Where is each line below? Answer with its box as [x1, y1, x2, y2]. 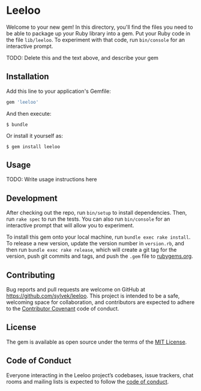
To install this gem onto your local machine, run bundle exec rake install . [6, 233, 191, 240]
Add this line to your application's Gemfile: [6, 88, 111, 95]
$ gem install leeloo [6, 143, 61, 150]
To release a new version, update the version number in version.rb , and [6, 240, 185, 247]
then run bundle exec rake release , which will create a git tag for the [6, 246, 177, 254]
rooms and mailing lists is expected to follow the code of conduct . [6, 378, 169, 385]
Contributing [6, 270, 55, 280]
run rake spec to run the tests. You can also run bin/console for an [6, 215, 170, 222]
